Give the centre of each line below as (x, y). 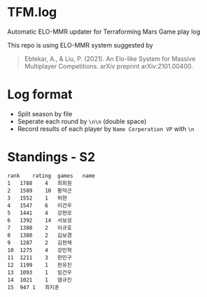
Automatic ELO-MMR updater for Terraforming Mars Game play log (104, 32)
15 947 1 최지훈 (33, 287)
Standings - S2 (51, 157)
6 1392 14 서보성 (40, 220)
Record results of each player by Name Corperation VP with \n (106, 129)
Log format (40, 95)
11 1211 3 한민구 (40, 257)
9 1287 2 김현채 (40, 242)
